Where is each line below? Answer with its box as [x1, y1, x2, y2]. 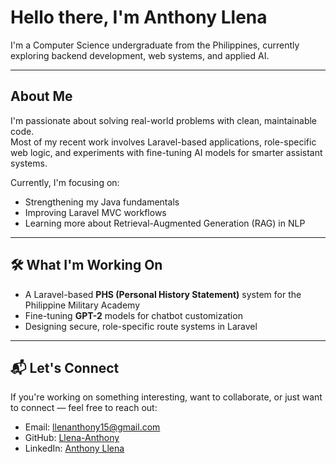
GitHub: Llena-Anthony [24, 432, 120, 444]
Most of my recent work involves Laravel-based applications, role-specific [10, 136, 317, 148]
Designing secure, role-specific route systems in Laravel [24, 320, 258, 332]
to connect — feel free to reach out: [10, 402, 158, 414]
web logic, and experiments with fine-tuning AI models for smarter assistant [10, 146, 323, 158]
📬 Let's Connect [10, 359, 120, 376]
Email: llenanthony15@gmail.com [24, 421, 161, 433]
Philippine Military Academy [24, 299, 141, 311]
